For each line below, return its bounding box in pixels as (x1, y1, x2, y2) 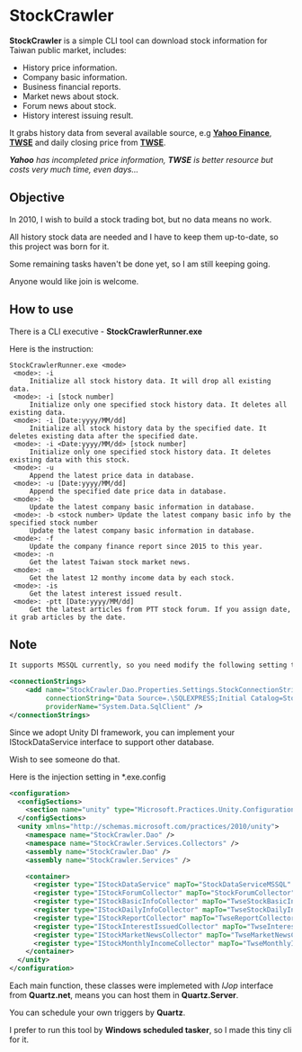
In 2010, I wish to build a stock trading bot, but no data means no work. (9, 213, 272, 225)
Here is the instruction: (9, 343, 94, 354)
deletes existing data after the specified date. (9, 431, 200, 441)
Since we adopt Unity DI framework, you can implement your (9, 726, 235, 738)
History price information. (22, 62, 118, 73)
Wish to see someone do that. (9, 753, 120, 765)
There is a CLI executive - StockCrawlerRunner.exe (9, 326, 203, 337)
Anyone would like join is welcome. (9, 275, 139, 286)
